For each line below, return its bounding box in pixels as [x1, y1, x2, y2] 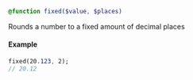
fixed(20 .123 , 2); [8, 58, 69, 66]
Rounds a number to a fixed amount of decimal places [8, 21, 185, 31]
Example [8, 40, 38, 49]
